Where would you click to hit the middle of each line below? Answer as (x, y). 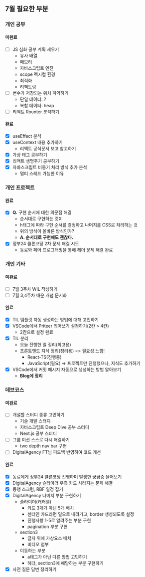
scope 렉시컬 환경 (38, 74)
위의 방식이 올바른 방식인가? (47, 231)
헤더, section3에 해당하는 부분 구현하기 (65, 563)
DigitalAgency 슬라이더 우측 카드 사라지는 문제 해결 (63, 483)
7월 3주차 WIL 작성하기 (35, 289)
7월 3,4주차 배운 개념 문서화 (40, 295)
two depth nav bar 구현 (43, 446)
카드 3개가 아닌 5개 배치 (51, 508)
